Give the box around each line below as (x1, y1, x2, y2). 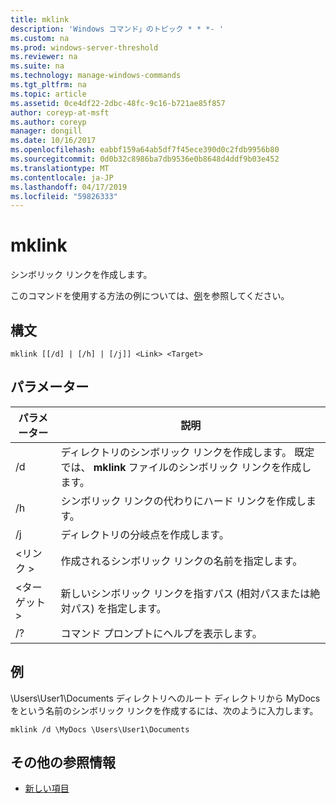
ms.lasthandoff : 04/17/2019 (10, 182, 128, 192)
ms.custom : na (10, 33, 70, 43)
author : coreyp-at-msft (10, 107, 110, 118)
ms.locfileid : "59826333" (10, 191, 118, 201)
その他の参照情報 (10, 754, 116, 771)
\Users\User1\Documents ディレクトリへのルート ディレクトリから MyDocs (10, 692, 321, 704)
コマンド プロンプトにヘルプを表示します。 (60, 626, 263, 640)
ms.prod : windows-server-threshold (10, 42, 159, 53)
